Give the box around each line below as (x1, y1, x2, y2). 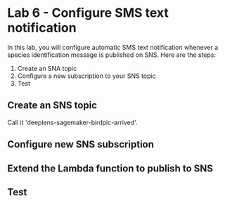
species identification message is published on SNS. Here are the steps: (7, 51, 217, 59)
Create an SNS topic (7, 100, 97, 112)
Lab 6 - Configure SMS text (7, 5, 169, 21)
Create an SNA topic (17, 64, 77, 72)
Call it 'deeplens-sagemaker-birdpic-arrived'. (7, 118, 139, 126)
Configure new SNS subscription (7, 138, 155, 150)
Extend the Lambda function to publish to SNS (7, 162, 213, 174)
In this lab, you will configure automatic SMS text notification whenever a (7, 43, 219, 51)
